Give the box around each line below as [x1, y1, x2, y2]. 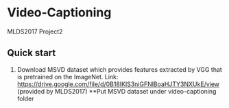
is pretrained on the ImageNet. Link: [16, 72, 119, 81]
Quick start [7, 47, 56, 59]
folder [16, 94, 34, 103]
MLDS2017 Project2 [7, 27, 63, 36]
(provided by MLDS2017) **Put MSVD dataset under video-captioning [16, 87, 217, 95]
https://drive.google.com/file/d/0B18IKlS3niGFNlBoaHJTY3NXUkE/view [16, 80, 220, 88]
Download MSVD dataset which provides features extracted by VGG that [16, 65, 223, 73]
